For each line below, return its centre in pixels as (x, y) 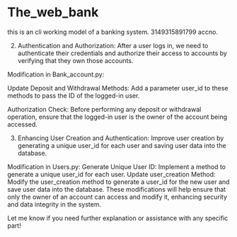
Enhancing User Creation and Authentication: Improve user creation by (121, 138)
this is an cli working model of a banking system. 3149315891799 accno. (112, 32)
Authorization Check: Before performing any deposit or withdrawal (104, 109)
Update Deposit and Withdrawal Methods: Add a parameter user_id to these (118, 88)
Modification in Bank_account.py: (56, 74)
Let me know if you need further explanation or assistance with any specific (118, 218)
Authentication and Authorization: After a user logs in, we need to (113, 45)
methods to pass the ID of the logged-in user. (74, 96)
